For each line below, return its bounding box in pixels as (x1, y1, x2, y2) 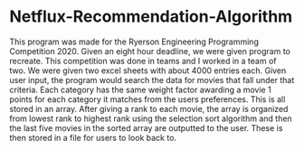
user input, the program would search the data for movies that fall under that (9, 74, 295, 85)
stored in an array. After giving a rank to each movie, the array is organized (9, 103, 289, 114)
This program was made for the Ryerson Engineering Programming (9, 36, 260, 47)
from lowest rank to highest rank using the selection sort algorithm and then (9, 113, 292, 124)
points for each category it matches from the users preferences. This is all (9, 93, 286, 105)
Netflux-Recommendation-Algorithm (9, 6, 293, 27)
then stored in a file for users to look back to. (9, 132, 177, 143)
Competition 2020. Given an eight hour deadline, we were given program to (9, 45, 291, 56)
